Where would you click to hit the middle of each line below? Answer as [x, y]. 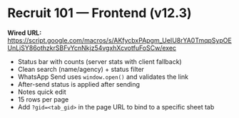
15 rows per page [43, 99]
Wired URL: [25, 33]
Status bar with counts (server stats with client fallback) [100, 61]
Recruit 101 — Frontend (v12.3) [100, 13]
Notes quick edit [42, 92]
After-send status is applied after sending [79, 84]
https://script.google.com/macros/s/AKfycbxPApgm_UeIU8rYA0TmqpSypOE [119, 40]
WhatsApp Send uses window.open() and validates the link [103, 77]
